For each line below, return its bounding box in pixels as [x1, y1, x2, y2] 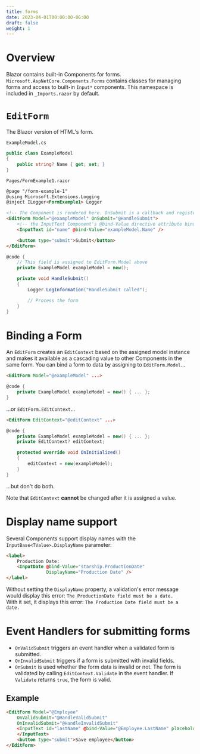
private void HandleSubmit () [17, 276, 89, 282]
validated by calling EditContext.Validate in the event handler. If [14, 669, 174, 676]
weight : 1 [6, 25, 31, 32]
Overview [6, 51, 55, 64]
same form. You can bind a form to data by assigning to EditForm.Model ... [6, 361, 186, 368]
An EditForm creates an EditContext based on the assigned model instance [6, 349, 190, 356]
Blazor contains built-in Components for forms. [6, 71, 121, 78]
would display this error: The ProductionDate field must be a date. [6, 592, 174, 599]
